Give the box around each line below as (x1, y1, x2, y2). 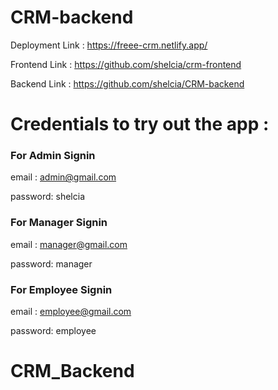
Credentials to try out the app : (10, 113, 270, 136)
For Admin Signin (10, 149, 96, 163)
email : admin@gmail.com (10, 171, 117, 183)
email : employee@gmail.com (10, 306, 132, 318)
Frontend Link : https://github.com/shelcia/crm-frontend (10, 58, 242, 70)
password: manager (10, 257, 93, 270)
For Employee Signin (10, 282, 113, 296)
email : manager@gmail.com (10, 238, 128, 250)
